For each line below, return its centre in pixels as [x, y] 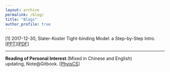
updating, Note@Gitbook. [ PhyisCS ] [42, 64]
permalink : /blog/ [25, 15]
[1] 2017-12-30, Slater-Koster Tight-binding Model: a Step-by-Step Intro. [80, 39]
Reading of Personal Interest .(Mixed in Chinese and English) [69, 58]
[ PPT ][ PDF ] [17, 44]
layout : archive [22, 10]
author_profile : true [28, 24]
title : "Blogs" [21, 19]
